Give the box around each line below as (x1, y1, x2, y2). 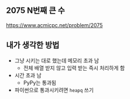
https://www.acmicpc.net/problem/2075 (6, 21, 103, 28)
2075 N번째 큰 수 (6, 5, 66, 16)
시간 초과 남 (14, 71, 42, 78)
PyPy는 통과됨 (23, 79, 57, 86)
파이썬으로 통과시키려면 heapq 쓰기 (14, 86, 94, 93)
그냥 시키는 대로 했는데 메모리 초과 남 (14, 57, 100, 64)
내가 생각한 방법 (6, 40, 60, 50)
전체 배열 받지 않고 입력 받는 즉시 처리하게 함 (23, 64, 125, 71)
